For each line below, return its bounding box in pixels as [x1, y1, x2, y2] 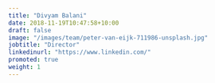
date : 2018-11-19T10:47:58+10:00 [8, 19, 119, 27]
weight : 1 [8, 63, 41, 71]
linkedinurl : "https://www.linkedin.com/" [8, 48, 151, 56]
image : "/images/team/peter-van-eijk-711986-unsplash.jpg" [8, 33, 209, 42]
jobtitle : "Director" [8, 41, 80, 49]
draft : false [8, 26, 52, 34]
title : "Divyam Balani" [8, 11, 88, 20]
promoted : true [8, 56, 59, 64]
